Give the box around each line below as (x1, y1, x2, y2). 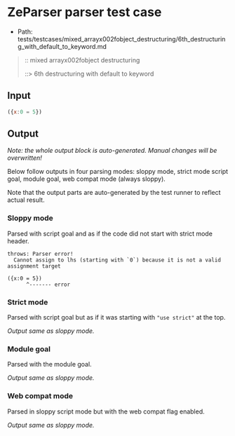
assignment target (7, 262, 61, 270)
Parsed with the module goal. (7, 360, 93, 369)
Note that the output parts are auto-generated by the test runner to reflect (7, 189, 221, 197)
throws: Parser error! (7, 250, 74, 257)
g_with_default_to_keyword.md (17, 42, 107, 50)
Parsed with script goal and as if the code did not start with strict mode (7, 229, 213, 238)
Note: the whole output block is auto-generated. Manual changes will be (7, 147, 217, 155)
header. (7, 236, 29, 245)
